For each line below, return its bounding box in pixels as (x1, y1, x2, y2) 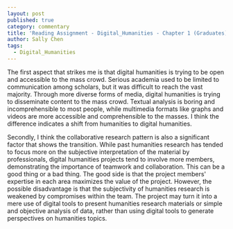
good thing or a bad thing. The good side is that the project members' (7, 169, 207, 178)
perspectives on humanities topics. (7, 214, 107, 222)
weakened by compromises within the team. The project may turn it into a (7, 192, 218, 200)
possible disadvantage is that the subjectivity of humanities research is (7, 185, 210, 193)
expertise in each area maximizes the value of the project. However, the (7, 177, 212, 185)
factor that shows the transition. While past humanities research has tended (7, 140, 223, 149)
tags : (7, 42, 23, 49)
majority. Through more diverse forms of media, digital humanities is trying (7, 90, 221, 98)
